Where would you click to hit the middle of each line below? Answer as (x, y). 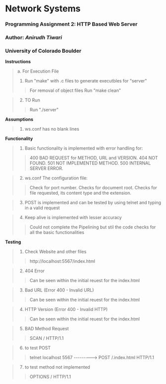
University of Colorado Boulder (43, 51)
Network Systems (43, 9)
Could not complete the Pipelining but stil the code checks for (93, 227)
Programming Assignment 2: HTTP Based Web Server (71, 24)
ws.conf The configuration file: (56, 178)
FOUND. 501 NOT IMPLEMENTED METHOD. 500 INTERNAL (90, 163)
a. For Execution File (38, 71)
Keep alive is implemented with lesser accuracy (73, 218)
